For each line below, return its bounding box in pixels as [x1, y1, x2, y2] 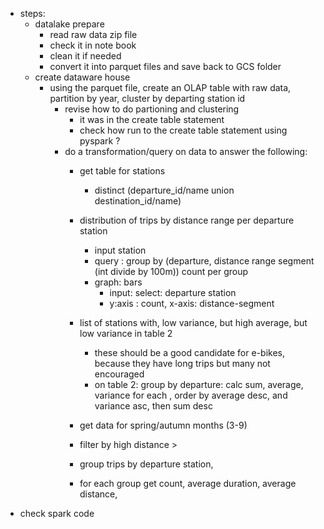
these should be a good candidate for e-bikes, [94, 347, 285, 358]
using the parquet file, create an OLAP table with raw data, [49, 82, 292, 93]
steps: [19, 8, 46, 19]
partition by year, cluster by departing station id [49, 93, 246, 104]
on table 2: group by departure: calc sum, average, [94, 379, 304, 390]
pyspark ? [79, 135, 121, 147]
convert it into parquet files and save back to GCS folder [49, 61, 282, 72]
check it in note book [49, 39, 137, 51]
